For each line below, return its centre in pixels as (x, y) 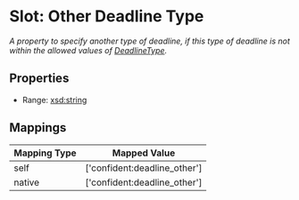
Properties (39, 79)
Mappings (38, 128)
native (27, 182)
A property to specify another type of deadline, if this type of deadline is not (149, 41)
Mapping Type (45, 153)
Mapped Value (144, 153)
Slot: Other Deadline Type (107, 16)
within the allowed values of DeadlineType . (88, 50)
